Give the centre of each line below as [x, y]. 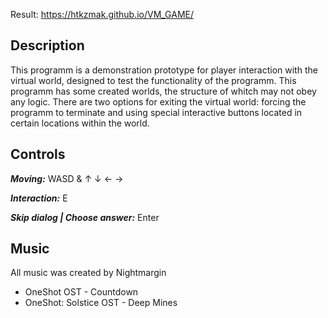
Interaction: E [39, 198]
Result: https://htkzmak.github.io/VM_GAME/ [102, 14]
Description [47, 45]
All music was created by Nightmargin [88, 273]
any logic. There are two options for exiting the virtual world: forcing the [158, 101]
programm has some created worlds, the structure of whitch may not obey [163, 91]
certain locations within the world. [80, 123]
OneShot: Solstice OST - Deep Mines [101, 303]
